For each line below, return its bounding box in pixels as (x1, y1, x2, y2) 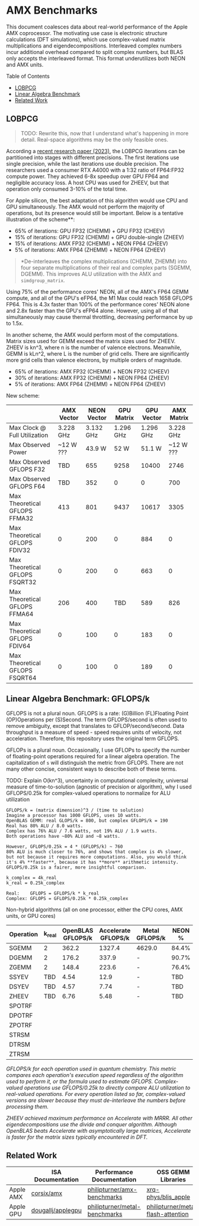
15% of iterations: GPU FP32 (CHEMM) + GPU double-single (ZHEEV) (14, 233, 185, 240)
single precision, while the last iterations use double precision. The (6, 160, 169, 167)
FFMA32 (9, 514, 34, 522)
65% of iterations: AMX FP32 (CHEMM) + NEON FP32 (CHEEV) (14, 368, 170, 375)
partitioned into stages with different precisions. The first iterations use (6, 154, 179, 161)
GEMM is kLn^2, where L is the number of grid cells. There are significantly (6, 350, 190, 357)
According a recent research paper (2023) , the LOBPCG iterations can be (6, 147, 185, 154)
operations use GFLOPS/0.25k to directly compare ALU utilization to (24, 1084, 191, 1091)
